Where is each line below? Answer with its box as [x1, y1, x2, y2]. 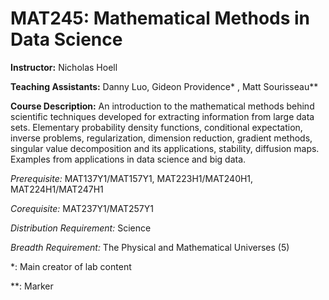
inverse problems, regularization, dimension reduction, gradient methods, [10, 132, 313, 144]
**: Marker [10, 280, 54, 292]
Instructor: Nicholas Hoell [10, 61, 118, 73]
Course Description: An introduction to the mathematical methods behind [10, 100, 315, 112]
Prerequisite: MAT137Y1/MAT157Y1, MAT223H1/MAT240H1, [10, 172, 254, 184]
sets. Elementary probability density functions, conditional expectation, [10, 121, 303, 133]
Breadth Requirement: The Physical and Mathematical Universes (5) [10, 241, 290, 253]
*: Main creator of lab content [10, 260, 132, 272]
